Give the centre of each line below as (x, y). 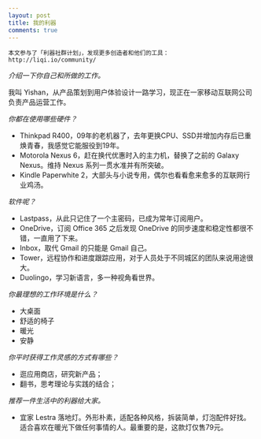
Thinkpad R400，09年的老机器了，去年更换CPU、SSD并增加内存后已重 (135, 136)
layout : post (29, 15)
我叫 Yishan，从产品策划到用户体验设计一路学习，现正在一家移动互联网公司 (130, 92)
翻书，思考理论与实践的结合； (68, 384)
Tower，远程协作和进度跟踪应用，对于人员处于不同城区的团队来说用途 (133, 258)
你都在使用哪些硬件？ (42, 119)
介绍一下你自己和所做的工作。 (56, 76)
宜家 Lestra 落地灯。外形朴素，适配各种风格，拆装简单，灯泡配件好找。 (135, 418)
